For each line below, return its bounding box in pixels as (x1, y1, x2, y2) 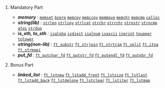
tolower (17, 37, 34, 42)
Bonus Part (10, 62, 34, 68)
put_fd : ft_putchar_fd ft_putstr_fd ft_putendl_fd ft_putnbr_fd (17, 52, 153, 58)
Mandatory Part (10, 5, 43, 10)
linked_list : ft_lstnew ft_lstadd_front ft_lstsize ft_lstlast (17, 72, 148, 78)
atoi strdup (17, 26, 42, 31)
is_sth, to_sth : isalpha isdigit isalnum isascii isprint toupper (17, 31, 152, 36)
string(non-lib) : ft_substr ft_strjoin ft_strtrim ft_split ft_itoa (17, 41, 158, 47)
